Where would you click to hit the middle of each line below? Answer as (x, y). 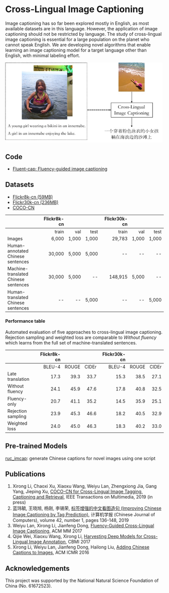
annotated (18, 251)
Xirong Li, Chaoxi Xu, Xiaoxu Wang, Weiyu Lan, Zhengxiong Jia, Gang (84, 486)
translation (18, 379)
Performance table (25, 321)
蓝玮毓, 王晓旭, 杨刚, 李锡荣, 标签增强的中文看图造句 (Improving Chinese (87, 508)
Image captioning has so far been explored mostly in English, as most (77, 23)
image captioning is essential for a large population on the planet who (77, 39)
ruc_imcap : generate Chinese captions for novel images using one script (80, 458)
